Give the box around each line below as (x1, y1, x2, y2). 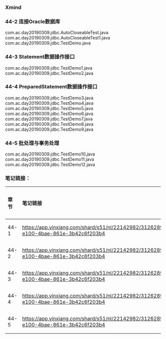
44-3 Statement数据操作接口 (5, 53, 75, 60)
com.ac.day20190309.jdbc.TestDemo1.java (5, 65, 93, 71)
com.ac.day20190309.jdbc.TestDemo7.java (5, 115, 93, 122)
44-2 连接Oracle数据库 (5, 18, 60, 25)
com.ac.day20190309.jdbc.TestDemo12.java (5, 162, 95, 168)
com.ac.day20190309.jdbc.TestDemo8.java (5, 121, 94, 127)
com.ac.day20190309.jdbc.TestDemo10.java (5, 151, 95, 157)
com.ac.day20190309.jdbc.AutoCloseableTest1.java (5, 35, 110, 41)
